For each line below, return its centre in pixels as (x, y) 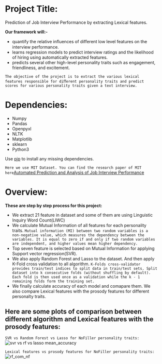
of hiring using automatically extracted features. (60, 57)
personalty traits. (29, 296)
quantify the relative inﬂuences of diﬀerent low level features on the (80, 41)
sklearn (20, 144)
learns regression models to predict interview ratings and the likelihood (83, 52)
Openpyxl (22, 129)
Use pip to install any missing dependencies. (50, 158)
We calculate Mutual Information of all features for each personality (79, 225)
